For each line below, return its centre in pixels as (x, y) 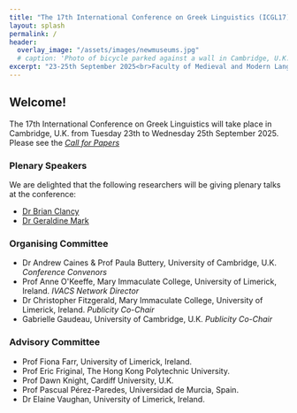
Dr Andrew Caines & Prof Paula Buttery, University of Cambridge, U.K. (149, 263)
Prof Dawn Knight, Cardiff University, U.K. (98, 380)
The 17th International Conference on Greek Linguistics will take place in (141, 124)
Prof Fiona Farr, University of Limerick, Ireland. (107, 361)
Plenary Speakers (48, 165)
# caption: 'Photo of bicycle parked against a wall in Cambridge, (144, 58)
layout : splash (37, 26)
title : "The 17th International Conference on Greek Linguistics (132, 17)
